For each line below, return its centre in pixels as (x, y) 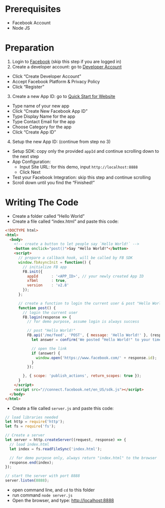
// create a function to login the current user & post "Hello (84, 303)
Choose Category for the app (42, 127)
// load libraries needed (31, 417)
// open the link (49, 348)
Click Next (30, 172)
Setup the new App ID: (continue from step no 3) (61, 141)
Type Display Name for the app (43, 116)
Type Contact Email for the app (44, 121)
